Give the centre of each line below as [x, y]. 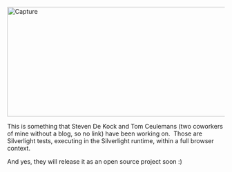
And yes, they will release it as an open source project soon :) [95, 161]
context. [19, 148]
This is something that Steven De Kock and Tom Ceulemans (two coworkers [115, 126]
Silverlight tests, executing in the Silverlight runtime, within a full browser [110, 141]
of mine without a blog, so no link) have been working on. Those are [105, 133]
